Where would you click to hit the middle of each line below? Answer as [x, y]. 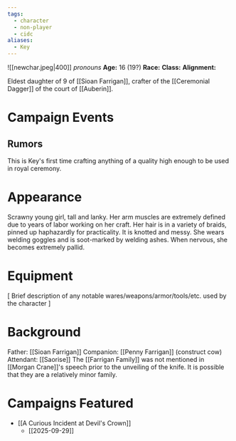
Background [44, 332]
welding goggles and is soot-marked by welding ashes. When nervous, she [117, 239]
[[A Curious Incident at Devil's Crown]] [74, 423]
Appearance [45, 197]
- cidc [23, 34]
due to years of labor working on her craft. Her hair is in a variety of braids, [117, 224]
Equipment [40, 276]
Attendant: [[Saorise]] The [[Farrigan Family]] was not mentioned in [106, 359]
